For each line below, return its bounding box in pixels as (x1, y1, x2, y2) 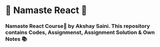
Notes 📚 (5, 35, 28, 42)
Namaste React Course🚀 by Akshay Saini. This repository (5, 23, 150, 30)
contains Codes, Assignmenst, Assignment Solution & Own (5, 29, 155, 36)
